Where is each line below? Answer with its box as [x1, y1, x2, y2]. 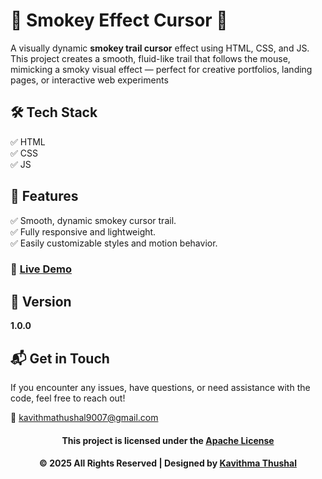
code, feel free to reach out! [10, 392, 126, 404]
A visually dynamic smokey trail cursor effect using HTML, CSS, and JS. [10, 42, 310, 54]
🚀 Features [10, 188, 79, 205]
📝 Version [10, 293, 72, 310]
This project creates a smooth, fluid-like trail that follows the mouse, [10, 52, 291, 64]
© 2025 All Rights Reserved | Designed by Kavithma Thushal [39, 457, 297, 469]
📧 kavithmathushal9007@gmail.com [10, 412, 159, 424]
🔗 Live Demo [10, 262, 72, 276]
